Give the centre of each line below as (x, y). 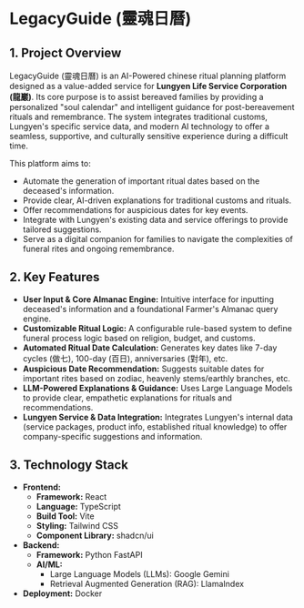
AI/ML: (50, 564)
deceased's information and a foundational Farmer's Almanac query (150, 309)
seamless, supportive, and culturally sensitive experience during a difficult (149, 136)
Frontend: (41, 487)
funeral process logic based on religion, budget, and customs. (139, 338)
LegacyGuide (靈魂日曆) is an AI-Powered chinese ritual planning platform (148, 76)
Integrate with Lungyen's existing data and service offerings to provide (155, 220)
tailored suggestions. (62, 229)
